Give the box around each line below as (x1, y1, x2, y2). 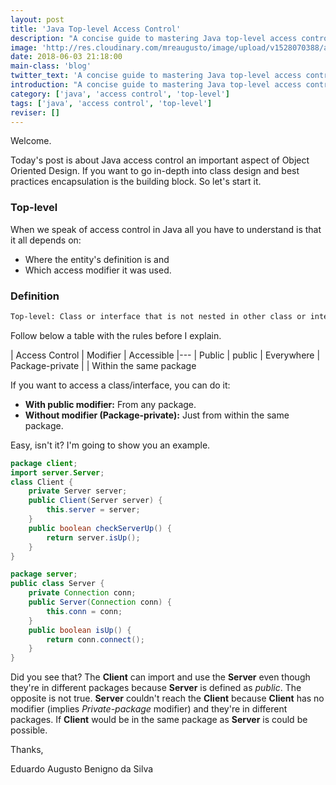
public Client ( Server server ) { (28, 496, 163, 506)
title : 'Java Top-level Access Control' (10, 24, 182, 34)
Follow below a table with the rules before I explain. (10, 329, 222, 341)
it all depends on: (10, 234, 82, 246)
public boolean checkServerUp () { (28, 523, 172, 533)
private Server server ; (28, 486, 128, 496)
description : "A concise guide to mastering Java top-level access (10, 33, 298, 43)
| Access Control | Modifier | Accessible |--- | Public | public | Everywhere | (10, 349, 321, 361)
